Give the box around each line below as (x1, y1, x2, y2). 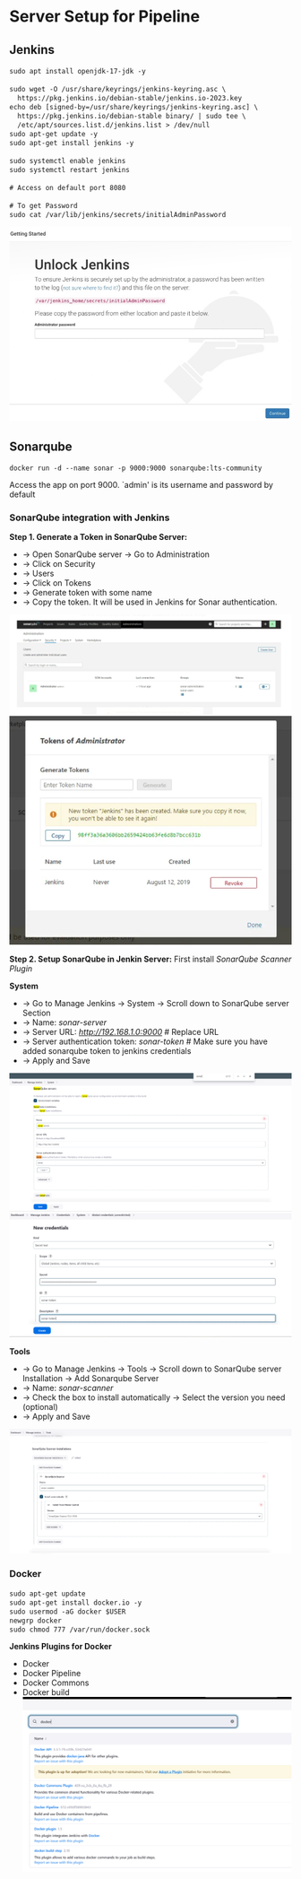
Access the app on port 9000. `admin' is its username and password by (9, 480, 273, 491)
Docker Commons (21, 1677, 90, 1688)
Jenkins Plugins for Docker (9, 1640, 112, 1651)
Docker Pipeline (21, 1667, 82, 1678)
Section (21, 1007, 51, 1019)
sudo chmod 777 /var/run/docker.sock (9, 1625, 150, 1634)
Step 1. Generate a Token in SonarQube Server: (9, 532, 188, 543)
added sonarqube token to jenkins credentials (21, 1046, 192, 1057)
